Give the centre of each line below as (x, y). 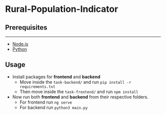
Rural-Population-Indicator (62, 9)
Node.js (20, 44)
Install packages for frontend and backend (56, 77)
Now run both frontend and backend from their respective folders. (80, 97)
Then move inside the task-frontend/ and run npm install (79, 91)
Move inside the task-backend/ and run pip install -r (75, 82)
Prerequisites (26, 28)
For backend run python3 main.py (54, 107)
